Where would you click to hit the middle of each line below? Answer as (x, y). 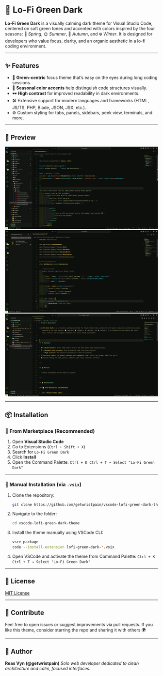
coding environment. (26, 46)
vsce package (25, 542)
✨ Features (22, 66)
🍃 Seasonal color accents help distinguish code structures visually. (80, 88)
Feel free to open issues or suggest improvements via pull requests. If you (79, 624)
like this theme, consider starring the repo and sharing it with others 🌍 (76, 630)
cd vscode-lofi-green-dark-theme (46, 523)
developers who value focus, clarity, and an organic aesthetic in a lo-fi (75, 41)
